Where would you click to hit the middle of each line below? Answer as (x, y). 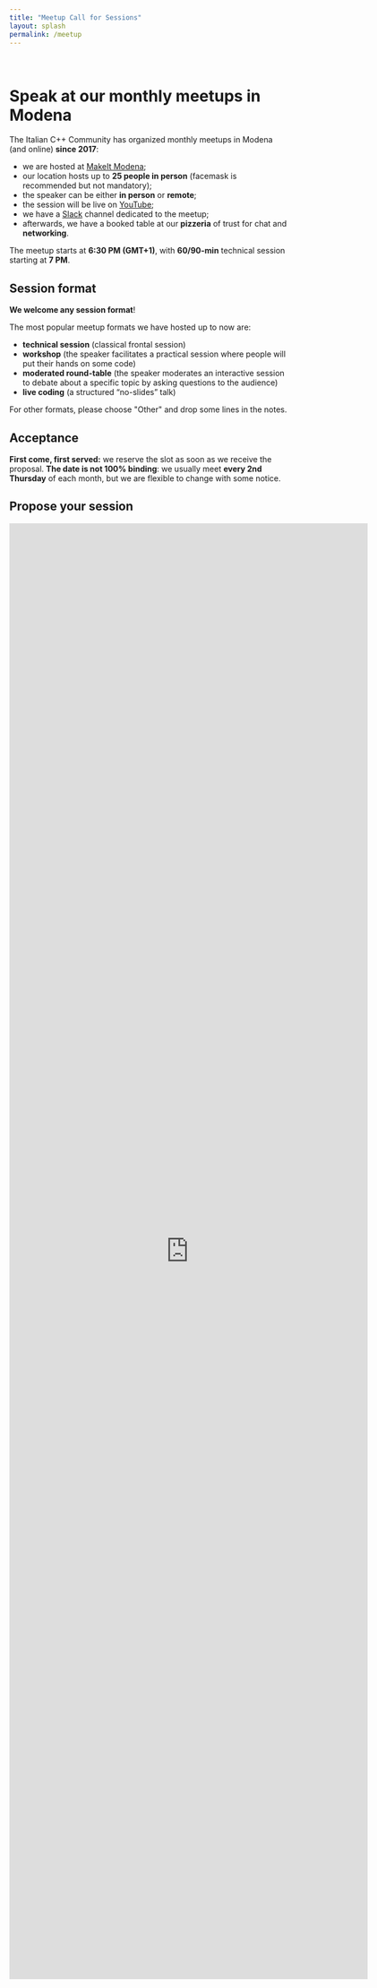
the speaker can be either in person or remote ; (109, 195)
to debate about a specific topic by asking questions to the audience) (150, 383)
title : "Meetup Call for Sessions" (76, 17)
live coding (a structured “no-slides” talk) (99, 392)
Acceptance (44, 438)
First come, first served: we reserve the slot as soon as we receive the (141, 459)
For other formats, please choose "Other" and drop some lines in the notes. (148, 409)
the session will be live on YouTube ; (88, 205)
